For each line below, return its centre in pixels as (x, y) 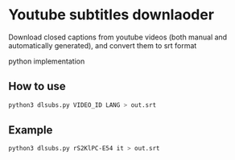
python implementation (47, 61)
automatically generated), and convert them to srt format (103, 45)
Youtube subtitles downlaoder (111, 15)
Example (31, 130)
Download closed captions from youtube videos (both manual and (118, 37)
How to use (37, 86)
